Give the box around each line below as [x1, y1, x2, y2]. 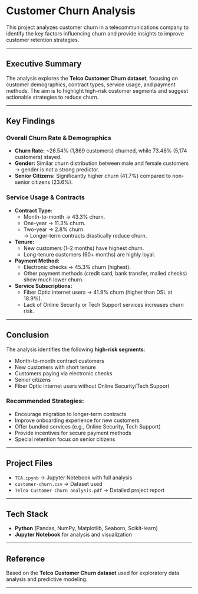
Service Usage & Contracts [6, 193, 85, 202]
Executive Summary [6, 59, 82, 69]
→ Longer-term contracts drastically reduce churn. [23, 232, 147, 239]
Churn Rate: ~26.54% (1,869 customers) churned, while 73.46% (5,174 [14, 147, 187, 154]
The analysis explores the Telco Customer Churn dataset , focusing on [6, 74, 179, 82]
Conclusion [6, 330, 49, 340]
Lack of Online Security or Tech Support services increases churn [23, 301, 184, 308]
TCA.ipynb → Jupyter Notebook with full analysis [14, 474, 133, 481]
